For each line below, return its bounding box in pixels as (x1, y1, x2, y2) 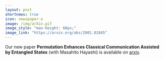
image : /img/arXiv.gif (5, 21, 52, 26)
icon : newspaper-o (5, 16, 43, 21)
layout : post (5, 7, 32, 12)
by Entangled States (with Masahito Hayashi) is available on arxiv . (5, 49, 141, 55)
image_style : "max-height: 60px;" (5, 26, 77, 31)
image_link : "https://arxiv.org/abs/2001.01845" (5, 30, 108, 35)
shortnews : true (5, 12, 39, 17)
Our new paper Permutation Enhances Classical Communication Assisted (5, 44, 160, 50)
